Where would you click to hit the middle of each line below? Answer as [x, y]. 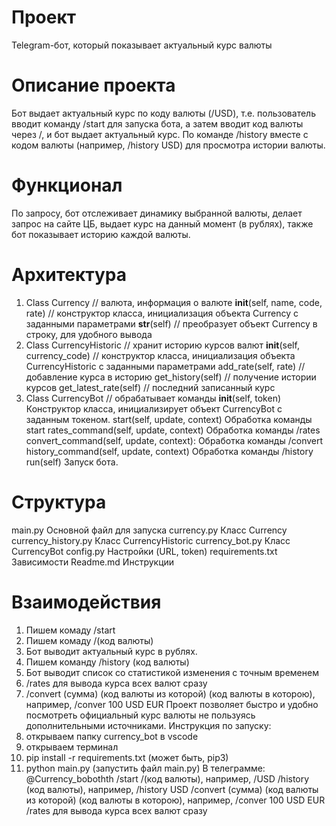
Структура [59, 502]
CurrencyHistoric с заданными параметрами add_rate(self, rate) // [165, 366]
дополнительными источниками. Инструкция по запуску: [148, 725]
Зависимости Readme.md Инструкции [93, 562]
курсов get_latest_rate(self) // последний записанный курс [150, 387]
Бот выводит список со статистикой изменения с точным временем [172, 672]
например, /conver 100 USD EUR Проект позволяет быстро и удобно [172, 704]
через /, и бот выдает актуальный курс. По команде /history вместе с [160, 134]
